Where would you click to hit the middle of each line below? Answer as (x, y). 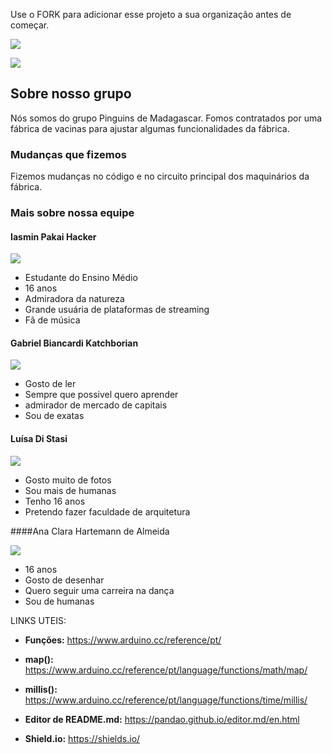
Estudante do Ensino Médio (81, 278)
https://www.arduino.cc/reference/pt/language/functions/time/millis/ (166, 700)
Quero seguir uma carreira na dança (99, 590)
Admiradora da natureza (74, 299)
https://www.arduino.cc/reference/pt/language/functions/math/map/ (166, 670)
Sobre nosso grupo (71, 94)
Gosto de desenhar (64, 580)
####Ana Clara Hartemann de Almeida (90, 531)
